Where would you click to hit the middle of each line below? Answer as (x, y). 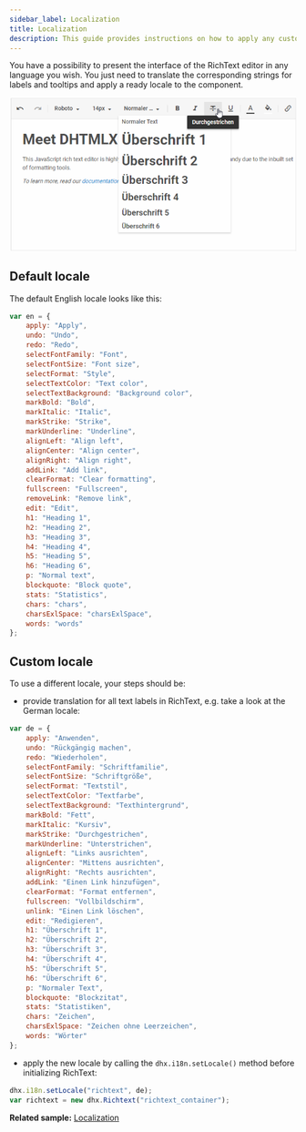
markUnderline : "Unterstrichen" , (89, 844)
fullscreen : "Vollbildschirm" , (85, 902)
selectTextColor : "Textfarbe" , (85, 796)
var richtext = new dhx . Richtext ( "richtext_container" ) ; (120, 1100)
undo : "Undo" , (52, 336)
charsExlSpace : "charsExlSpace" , (89, 614)
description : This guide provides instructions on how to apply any (142, 38)
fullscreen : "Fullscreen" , (77, 489)
